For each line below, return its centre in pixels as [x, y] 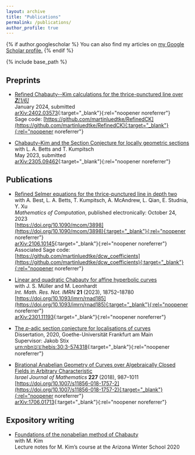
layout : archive [26, 11]
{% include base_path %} [37, 62]
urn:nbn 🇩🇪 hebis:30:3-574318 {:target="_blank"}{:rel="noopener [92, 347]
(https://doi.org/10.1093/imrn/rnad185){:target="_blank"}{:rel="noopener [101, 304]
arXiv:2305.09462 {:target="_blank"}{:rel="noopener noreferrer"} [93, 162]
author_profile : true [32, 28]
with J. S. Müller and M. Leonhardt [56, 286]
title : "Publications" [33, 17]
